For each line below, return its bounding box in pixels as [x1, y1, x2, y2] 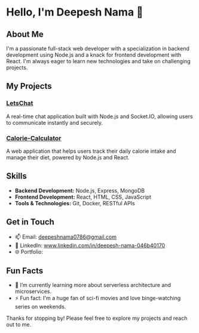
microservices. [14, 288, 52, 295]
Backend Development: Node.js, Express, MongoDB [14, 187, 145, 194]
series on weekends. [14, 303, 66, 310]
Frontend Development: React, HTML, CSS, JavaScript [14, 193, 151, 201]
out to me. [6, 321, 32, 328]
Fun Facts [6, 266, 44, 276]
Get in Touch [6, 217, 55, 227]
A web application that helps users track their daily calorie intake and [6, 147, 176, 155]
